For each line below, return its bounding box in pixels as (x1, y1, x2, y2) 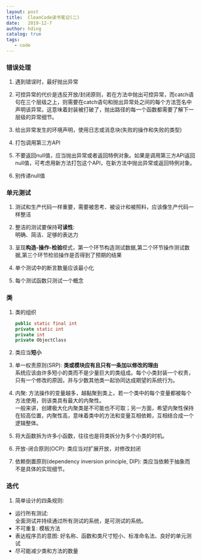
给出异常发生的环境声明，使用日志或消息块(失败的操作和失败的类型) (14, 126, 182, 134)
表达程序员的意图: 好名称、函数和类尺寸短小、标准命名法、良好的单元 (14, 532, 187, 539)
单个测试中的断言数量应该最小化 (14, 264, 94, 271)
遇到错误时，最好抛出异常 (14, 78, 79, 85)
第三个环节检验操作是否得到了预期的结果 (22, 251, 122, 259)
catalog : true (6, 31, 42, 37)
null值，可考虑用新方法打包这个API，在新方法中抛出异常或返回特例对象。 (14, 159, 196, 167)
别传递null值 (14, 172, 46, 179)
